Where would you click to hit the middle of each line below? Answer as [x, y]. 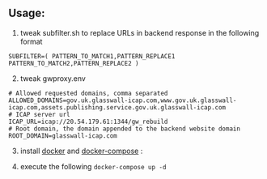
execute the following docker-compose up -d [93, 166]
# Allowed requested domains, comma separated [88, 93]
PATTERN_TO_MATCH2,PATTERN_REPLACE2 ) [74, 63]
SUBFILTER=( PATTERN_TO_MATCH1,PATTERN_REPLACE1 [92, 56]
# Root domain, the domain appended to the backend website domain [125, 129]
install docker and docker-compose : [81, 151]
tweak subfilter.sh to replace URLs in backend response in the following [140, 32]
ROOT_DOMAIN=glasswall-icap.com [63, 136]
